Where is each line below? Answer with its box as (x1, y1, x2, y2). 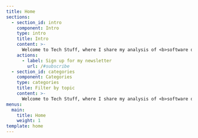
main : (11, 107, 25, 113)
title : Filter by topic (16, 85, 75, 91)
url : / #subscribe (27, 63, 70, 69)
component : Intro (16, 25, 60, 31)
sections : (6, 14, 31, 20)
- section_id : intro (11, 19, 62, 25)
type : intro (16, 31, 46, 36)
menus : (6, 101, 22, 107)
